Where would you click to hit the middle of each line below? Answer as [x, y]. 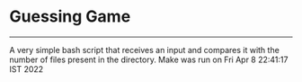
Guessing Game [70, 17]
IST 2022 [27, 68]
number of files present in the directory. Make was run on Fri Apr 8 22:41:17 [149, 59]
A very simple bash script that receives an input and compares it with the [145, 50]
